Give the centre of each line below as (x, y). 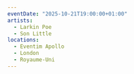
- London (26, 54)
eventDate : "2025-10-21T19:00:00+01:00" (68, 14)
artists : (20, 20)
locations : (23, 40)
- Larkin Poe (33, 27)
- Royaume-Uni (34, 60)
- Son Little (33, 33)
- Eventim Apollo (39, 47)
